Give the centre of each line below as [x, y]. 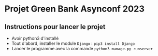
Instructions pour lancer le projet [55, 27]
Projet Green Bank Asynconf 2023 [75, 9]
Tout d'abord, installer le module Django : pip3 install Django [73, 43]
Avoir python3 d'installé [35, 38]
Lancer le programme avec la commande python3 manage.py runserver [82, 49]
